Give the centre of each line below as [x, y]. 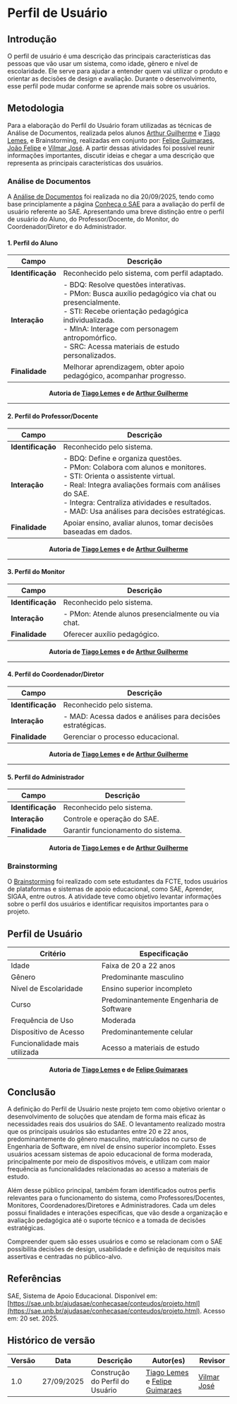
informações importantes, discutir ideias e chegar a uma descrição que [111, 155]
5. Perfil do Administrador [46, 777]
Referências [35, 1279]
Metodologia [36, 109]
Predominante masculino [142, 977]
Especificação [164, 954]
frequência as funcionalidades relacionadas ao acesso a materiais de [108, 1169]
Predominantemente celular [147, 1032]
